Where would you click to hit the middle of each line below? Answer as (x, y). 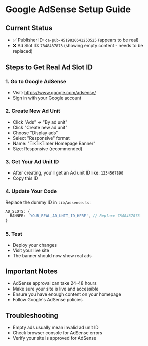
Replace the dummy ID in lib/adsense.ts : (48, 202)
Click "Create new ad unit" (40, 127)
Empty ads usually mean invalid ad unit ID (55, 328)
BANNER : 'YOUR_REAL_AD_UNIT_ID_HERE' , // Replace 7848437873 (75, 216)
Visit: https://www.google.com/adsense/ (54, 92)
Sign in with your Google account (47, 98)
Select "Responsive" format (41, 138)
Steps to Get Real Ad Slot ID (49, 67)
